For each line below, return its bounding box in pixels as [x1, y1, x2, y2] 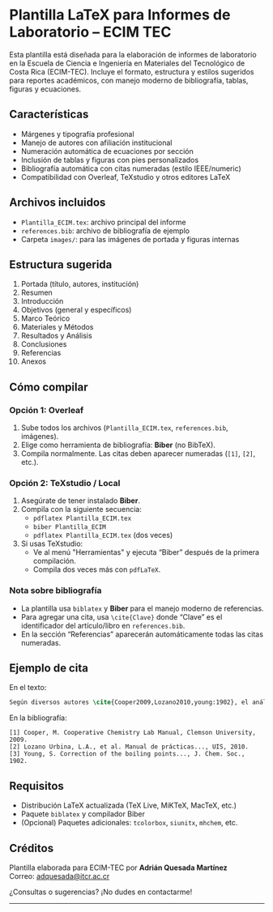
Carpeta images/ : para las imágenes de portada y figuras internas [20, 234, 240, 244]
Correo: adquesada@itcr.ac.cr [9, 871, 110, 880]
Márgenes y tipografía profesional [20, 129, 134, 139]
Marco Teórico [20, 313, 70, 323]
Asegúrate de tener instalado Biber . [20, 496, 141, 505]
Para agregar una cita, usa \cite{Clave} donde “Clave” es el [20, 612, 223, 621]
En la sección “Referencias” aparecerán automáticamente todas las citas [20, 629, 264, 639]
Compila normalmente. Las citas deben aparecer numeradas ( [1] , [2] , [20, 449, 256, 458]
